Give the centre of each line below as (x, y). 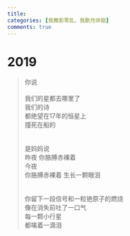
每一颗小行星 (43, 216)
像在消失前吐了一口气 (55, 208)
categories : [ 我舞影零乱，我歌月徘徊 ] (58, 20)
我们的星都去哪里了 (52, 99)
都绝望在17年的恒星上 (55, 116)
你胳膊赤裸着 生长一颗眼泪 (62, 175)
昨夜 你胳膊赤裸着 (50, 157)
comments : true (30, 27)
